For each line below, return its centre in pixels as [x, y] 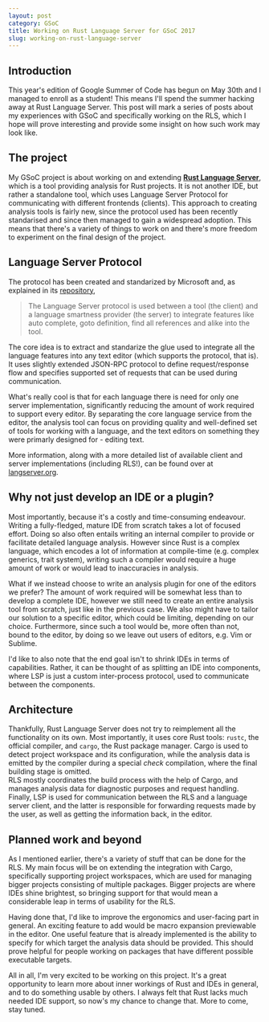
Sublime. [23, 643]
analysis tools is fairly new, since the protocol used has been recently [123, 211]
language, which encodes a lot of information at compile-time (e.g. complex [134, 550]
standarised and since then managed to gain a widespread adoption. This [130, 220]
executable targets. [40, 960]
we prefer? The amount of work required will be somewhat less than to [125, 592]
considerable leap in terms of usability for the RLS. [92, 901]
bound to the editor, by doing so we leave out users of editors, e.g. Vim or [130, 635]
